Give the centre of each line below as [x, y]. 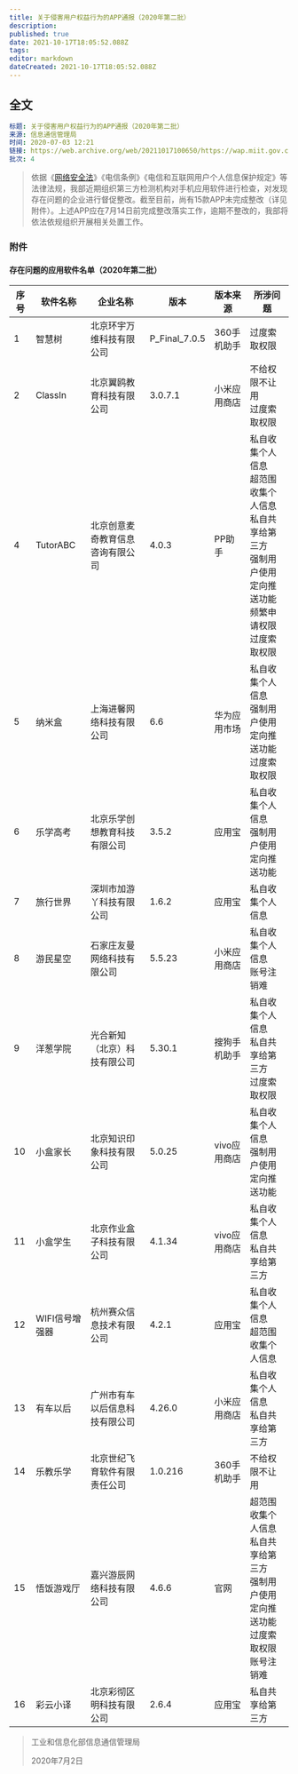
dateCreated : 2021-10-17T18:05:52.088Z [83, 68]
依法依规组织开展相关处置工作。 [89, 222]
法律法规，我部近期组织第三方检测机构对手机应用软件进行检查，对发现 [159, 188]
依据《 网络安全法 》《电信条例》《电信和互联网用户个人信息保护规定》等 [159, 178]
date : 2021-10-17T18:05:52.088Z [69, 42]
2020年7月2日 [57, 1761]
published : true [39, 34]
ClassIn [51, 395]
